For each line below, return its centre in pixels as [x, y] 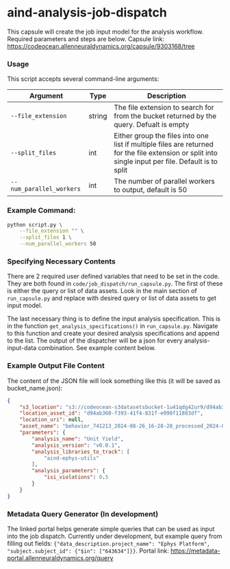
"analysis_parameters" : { [69, 471]
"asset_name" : [39, 426]
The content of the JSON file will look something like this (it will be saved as [114, 381]
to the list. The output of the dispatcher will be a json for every [95, 340]
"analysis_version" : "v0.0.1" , [76, 445]
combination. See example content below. [97, 348]
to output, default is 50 [151, 190]
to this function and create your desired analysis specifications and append [113, 334]
